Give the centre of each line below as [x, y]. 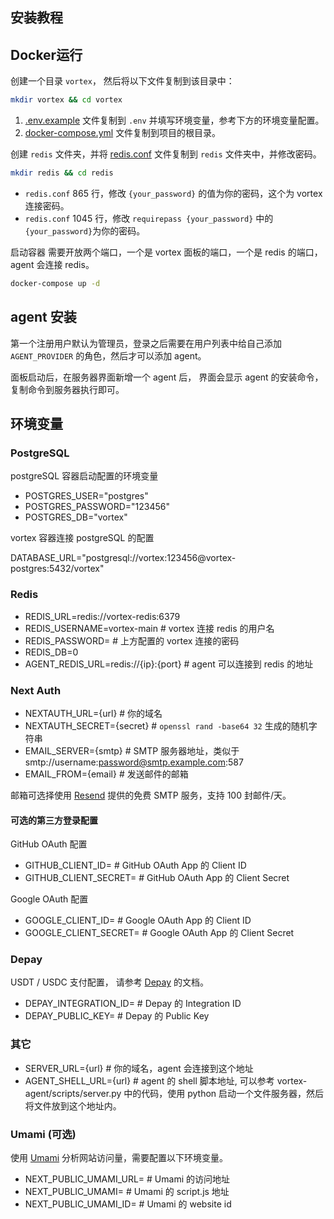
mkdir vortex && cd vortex [66, 100]
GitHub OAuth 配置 [49, 844]
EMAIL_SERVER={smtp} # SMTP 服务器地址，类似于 [132, 750]
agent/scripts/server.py [73, 1093]
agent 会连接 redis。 [52, 264]
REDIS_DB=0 [51, 652]
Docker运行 [46, 54]
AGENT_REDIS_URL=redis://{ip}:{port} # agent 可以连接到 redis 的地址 [169, 664]
